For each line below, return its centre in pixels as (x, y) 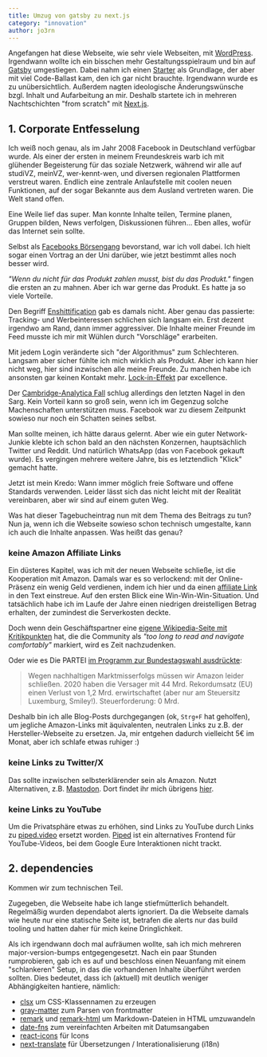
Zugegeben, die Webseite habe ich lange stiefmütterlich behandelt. (119, 903)
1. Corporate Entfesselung (74, 129)
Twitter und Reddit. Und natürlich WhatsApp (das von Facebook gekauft (126, 451)
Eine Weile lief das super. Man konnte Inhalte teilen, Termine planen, (120, 214)
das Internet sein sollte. (47, 231)
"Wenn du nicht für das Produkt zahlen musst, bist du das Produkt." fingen (131, 279)
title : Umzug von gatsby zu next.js (69, 16)
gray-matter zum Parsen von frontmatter (86, 1010)
